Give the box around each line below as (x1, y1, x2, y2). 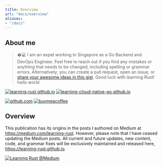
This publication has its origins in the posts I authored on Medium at (5, 125, 142, 131)
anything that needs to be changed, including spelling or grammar (17, 64, 150, 70)
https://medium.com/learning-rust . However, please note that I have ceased (5, 130, 158, 136)
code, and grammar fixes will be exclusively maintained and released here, (5, 140, 155, 146)
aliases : (5, 16, 23, 21)
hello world (17, 80, 40, 85)
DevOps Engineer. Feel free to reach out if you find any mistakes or (17, 59, 152, 65)
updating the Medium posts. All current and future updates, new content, (5, 135, 152, 141)
